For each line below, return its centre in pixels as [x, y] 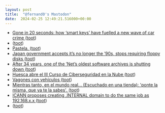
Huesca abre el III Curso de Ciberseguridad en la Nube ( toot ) [74, 75]
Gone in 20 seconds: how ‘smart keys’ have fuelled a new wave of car [83, 33]
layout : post [18, 10]
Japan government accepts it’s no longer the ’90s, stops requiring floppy [86, 54]
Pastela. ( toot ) [26, 48]
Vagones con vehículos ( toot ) [42, 80]
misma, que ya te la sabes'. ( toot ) [46, 90]
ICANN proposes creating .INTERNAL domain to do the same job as [81, 95]
